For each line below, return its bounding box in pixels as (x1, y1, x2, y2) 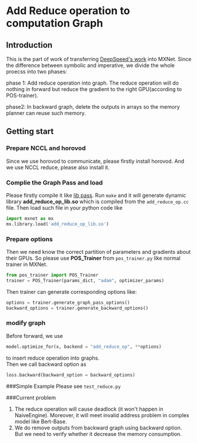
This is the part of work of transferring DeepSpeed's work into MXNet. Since (6, 56, 192, 62)
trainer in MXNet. (6, 261, 48, 268)
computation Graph (6, 16, 103, 30)
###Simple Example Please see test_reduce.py (6, 382, 121, 390)
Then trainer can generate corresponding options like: (6, 288, 137, 295)
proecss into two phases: (6, 68, 68, 75)
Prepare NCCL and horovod (6, 144, 86, 152)
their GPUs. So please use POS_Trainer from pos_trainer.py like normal (6, 254, 181, 262)
